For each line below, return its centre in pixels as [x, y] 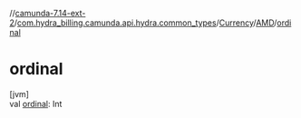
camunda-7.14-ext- [50, 13]
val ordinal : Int [36, 103]
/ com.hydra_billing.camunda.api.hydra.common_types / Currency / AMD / [146, 23]
